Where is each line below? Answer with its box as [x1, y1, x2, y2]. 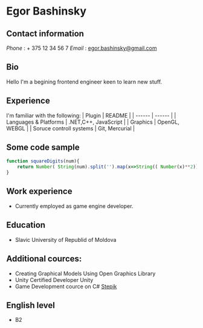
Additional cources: [6, 253, 82, 264]
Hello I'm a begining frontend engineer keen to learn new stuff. [6, 78, 163, 85]
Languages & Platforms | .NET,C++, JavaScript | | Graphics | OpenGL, [6, 118, 179, 126]
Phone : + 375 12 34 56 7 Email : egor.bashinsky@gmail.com [6, 44, 157, 52]
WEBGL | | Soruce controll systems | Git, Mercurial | [6, 124, 135, 132]
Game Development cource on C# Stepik [14, 283, 117, 290]
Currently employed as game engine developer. [14, 202, 134, 210]
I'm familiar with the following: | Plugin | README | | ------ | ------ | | [6, 112, 176, 119]
